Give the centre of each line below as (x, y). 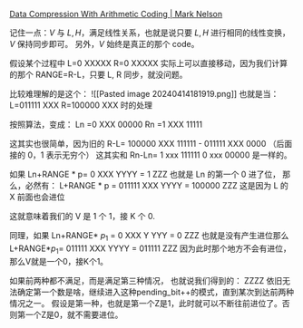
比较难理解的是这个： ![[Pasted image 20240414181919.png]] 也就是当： (144, 94)
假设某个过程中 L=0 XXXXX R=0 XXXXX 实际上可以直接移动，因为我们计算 (149, 63)
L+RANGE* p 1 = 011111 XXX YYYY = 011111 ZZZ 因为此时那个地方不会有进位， (151, 249)
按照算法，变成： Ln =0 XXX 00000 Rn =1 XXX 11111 (106, 124)
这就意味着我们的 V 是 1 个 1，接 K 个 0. (83, 216)
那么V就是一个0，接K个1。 (59, 261)
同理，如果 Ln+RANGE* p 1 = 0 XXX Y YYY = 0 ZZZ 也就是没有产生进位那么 (149, 236)
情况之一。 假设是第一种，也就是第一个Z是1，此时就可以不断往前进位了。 (146, 303)
